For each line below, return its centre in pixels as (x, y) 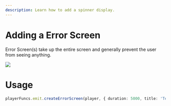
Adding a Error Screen (53, 35)
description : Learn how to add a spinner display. (60, 10)
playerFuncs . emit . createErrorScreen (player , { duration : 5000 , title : (82, 98)
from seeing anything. (28, 55)
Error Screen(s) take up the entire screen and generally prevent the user (81, 49)
